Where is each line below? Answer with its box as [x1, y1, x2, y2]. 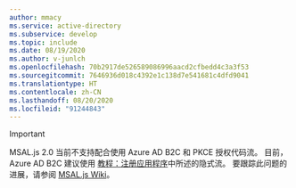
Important [9, 128, 45, 139]
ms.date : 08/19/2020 [9, 46, 86, 55]
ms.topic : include [9, 37, 78, 47]
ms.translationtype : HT [9, 79, 98, 88]
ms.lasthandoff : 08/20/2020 [9, 95, 114, 105]
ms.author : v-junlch [9, 54, 86, 63]
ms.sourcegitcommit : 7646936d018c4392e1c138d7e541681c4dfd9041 [9, 71, 250, 80]
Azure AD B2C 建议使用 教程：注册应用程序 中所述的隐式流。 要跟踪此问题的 [9, 158, 288, 169]
